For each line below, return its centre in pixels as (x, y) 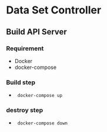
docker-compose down (42, 123)
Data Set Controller (54, 10)
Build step (21, 82)
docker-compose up (40, 96)
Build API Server (37, 32)
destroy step (24, 110)
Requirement (25, 48)
